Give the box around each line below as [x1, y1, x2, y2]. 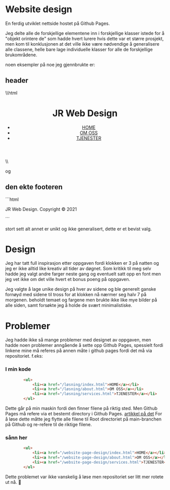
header [5, 76, 29, 85]
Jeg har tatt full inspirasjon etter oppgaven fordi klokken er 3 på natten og [5, 260, 159, 266]
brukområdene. [5, 52, 37, 58]
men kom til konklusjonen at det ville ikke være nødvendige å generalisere [5, 41, 159, 47]
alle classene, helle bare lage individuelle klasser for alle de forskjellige [5, 46, 153, 52]
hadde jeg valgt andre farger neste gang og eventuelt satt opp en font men [5, 271, 161, 277]
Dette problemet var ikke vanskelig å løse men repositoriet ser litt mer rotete [5, 473, 163, 480]
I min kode [5, 366, 31, 373]
